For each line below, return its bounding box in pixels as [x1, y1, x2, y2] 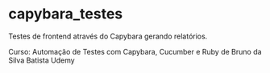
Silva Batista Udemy [8, 55, 75, 65]
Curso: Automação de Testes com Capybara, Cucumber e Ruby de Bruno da [8, 47, 262, 56]
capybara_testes [8, 5, 123, 23]
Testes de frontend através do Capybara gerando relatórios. [8, 31, 208, 41]
